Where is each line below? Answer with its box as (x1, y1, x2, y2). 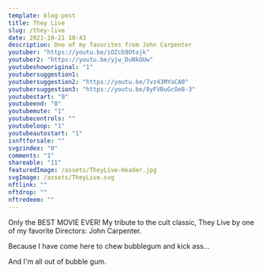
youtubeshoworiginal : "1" (8, 63, 93, 71)
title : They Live (8, 19, 65, 27)
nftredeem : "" (8, 196, 55, 204)
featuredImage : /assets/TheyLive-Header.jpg (8, 166, 157, 174)
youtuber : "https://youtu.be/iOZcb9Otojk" (8, 48, 150, 56)
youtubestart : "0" (8, 93, 69, 101)
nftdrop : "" (8, 188, 47, 196)
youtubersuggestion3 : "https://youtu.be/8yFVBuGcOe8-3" (8, 85, 196, 93)
